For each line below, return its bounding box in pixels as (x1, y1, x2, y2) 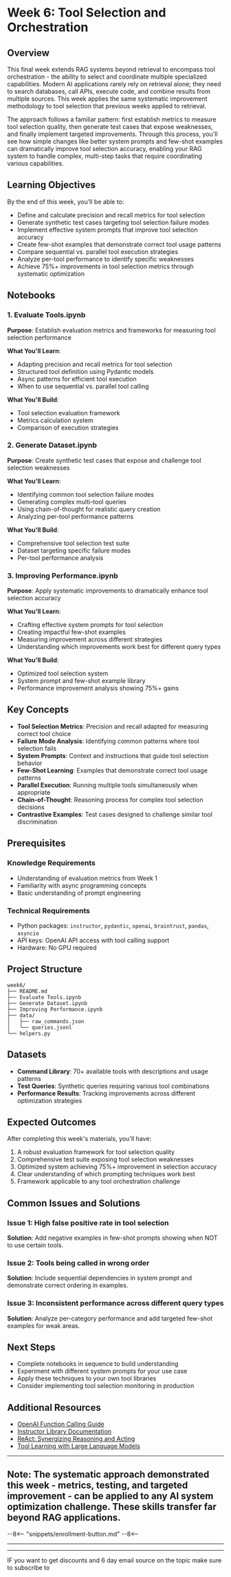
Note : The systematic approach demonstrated (7, 1468, 210, 1480)
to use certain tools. (7, 1241, 64, 1249)
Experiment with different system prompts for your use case (16, 1367, 188, 1376)
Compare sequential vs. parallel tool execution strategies (16, 247, 179, 256)
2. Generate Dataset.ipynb (7, 440, 98, 450)
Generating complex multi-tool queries (16, 497, 127, 506)
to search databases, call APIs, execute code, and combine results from (7, 88, 211, 95)
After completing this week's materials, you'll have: (7, 1135, 152, 1143)
